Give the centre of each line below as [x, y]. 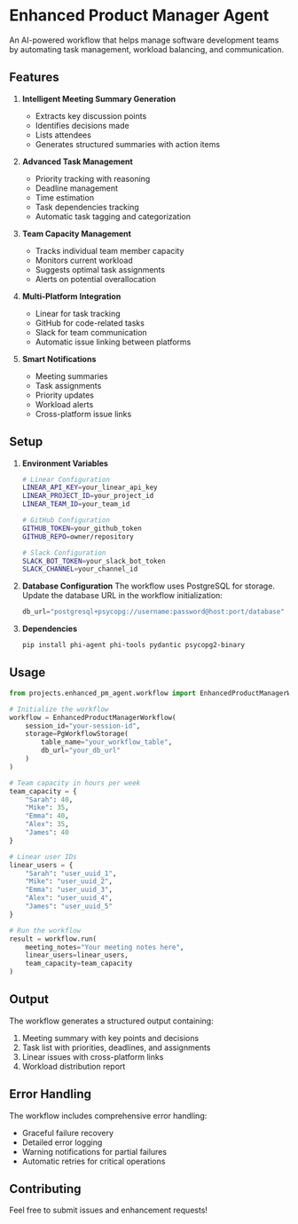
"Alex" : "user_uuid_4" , [69, 898]
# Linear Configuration [66, 479]
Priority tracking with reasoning [93, 178]
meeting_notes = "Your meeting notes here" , [105, 947]
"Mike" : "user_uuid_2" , [69, 881]
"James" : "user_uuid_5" [69, 906]
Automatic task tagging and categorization [113, 216]
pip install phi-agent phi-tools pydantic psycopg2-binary [133, 645]
